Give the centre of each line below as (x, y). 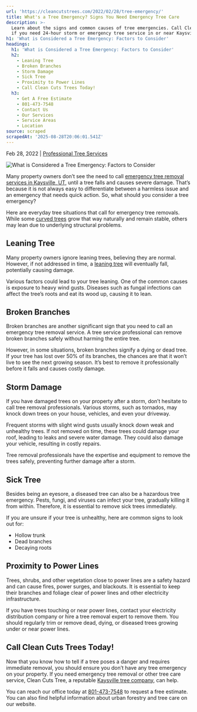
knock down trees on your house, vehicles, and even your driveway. (88, 414)
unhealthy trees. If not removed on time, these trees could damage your (93, 431)
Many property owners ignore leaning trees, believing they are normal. (91, 257)
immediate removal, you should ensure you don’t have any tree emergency (96, 667)
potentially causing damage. (40, 270)
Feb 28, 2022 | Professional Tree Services (57, 154)
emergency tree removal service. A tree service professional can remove (94, 332)
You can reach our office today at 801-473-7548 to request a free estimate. (97, 691)
